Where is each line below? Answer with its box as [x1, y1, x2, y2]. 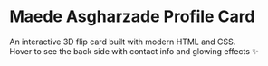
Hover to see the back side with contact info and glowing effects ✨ [9, 45, 260, 56]
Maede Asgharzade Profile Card [9, 6, 255, 27]
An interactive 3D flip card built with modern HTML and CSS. [9, 36, 236, 47]
